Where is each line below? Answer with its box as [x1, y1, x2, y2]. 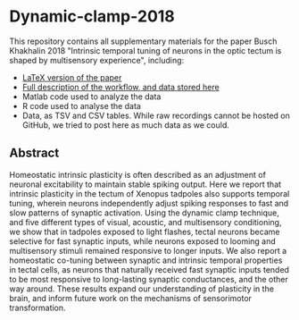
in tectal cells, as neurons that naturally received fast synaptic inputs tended [9, 264, 290, 274]
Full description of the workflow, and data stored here [21, 81, 220, 92]
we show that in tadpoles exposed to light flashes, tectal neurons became [9, 226, 280, 237]
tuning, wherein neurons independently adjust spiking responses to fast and [9, 198, 289, 208]
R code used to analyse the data [21, 100, 141, 111]
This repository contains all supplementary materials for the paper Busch [9, 36, 278, 46]
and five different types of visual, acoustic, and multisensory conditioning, [9, 216, 282, 227]
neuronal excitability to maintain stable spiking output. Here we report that [9, 179, 282, 189]
